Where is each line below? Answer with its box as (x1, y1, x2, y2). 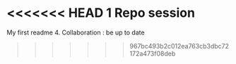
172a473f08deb (129, 49, 176, 58)
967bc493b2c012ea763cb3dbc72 (129, 41, 229, 50)
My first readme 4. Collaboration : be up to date (6, 28, 146, 37)
